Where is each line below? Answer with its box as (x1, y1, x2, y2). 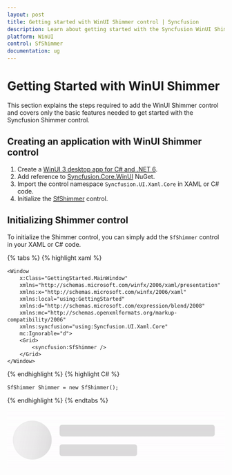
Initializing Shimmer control (7, 214, 129, 226)
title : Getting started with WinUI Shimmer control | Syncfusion (7, 18, 199, 26)
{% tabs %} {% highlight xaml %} (7, 253, 102, 262)
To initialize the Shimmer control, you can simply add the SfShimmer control (7, 232, 220, 241)
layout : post (7, 11, 45, 18)
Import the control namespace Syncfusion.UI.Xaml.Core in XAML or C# (17, 180, 220, 188)
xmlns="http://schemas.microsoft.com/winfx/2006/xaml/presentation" (19, 281, 221, 288)
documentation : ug (7, 48, 60, 55)
